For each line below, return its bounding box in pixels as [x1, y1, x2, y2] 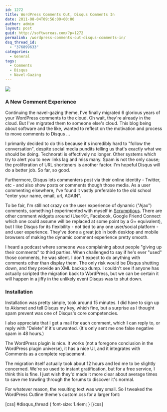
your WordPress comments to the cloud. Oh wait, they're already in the [5, 115, 151, 121]
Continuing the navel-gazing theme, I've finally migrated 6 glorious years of [5, 109, 161, 115]
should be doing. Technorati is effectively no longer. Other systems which [5, 151, 157, 157]
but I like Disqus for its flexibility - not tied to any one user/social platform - [5, 223, 159, 230]
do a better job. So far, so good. [5, 167, 71, 173]
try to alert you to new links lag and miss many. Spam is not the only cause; [5, 156, 160, 162]
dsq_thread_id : [5, 40, 37, 45]
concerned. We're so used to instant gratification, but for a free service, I [5, 366, 155, 372]
